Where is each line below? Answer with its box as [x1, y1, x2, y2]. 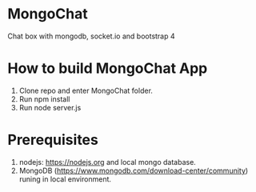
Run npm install [18, 94, 70, 104]
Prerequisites [7, 131, 99, 149]
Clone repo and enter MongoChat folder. [18, 86, 154, 95]
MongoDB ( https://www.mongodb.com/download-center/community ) [18, 166, 249, 175]
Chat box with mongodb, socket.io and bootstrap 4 [7, 31, 175, 41]
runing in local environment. [18, 174, 112, 184]
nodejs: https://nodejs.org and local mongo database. [18, 157, 197, 166]
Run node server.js [18, 102, 82, 112]
